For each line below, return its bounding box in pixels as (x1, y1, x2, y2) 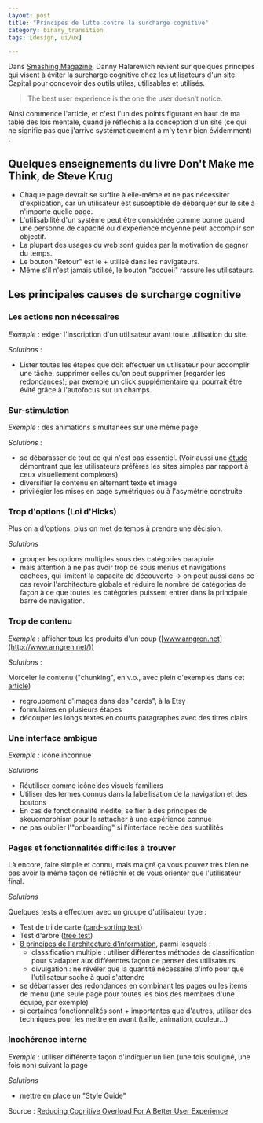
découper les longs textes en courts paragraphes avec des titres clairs (19, 712, 248, 722)
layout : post (8, 11, 51, 20)
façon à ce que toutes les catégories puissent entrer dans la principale (19, 587, 248, 598)
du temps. (19, 249, 53, 258)
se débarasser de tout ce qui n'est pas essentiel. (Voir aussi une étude (19, 453, 248, 462)
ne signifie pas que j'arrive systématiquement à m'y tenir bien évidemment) (8, 126, 253, 135)
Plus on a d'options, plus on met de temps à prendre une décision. (8, 524, 223, 533)
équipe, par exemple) (19, 998, 89, 1007)
